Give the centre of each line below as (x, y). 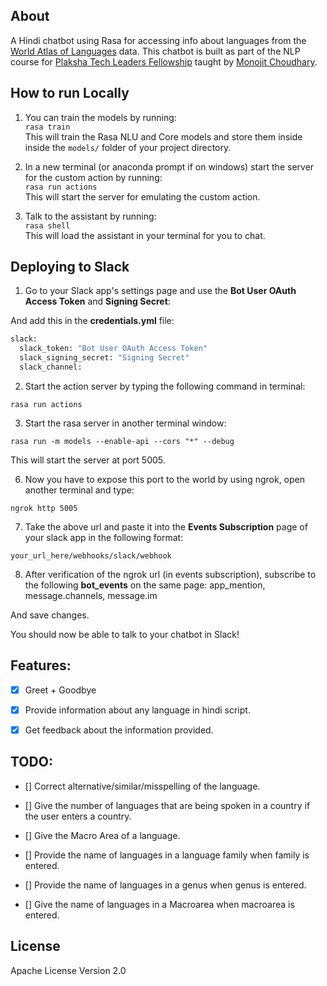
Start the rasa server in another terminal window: (125, 423)
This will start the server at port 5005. (88, 460)
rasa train (47, 127)
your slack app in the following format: (104, 537)
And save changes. (50, 615)
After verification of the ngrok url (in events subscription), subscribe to (170, 574)
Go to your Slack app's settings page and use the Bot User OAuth (160, 291)
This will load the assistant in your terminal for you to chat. (145, 235)
